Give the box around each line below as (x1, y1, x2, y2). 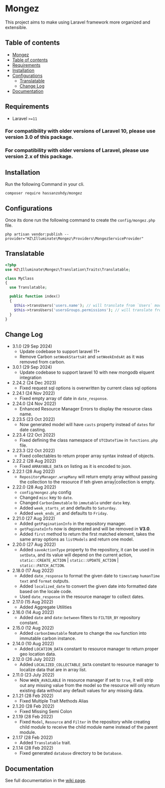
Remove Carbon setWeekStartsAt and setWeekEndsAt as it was (19, 354, 144, 360)
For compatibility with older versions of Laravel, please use (5, 147, 149, 154)
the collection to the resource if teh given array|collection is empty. (19, 479, 156, 485)
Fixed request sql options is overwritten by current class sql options (19, 385, 157, 391)
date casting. (19, 427, 46, 433)
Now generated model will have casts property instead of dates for (19, 422, 155, 428)
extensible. (5, 24, 27, 30)
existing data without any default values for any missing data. (19, 688, 144, 694)
